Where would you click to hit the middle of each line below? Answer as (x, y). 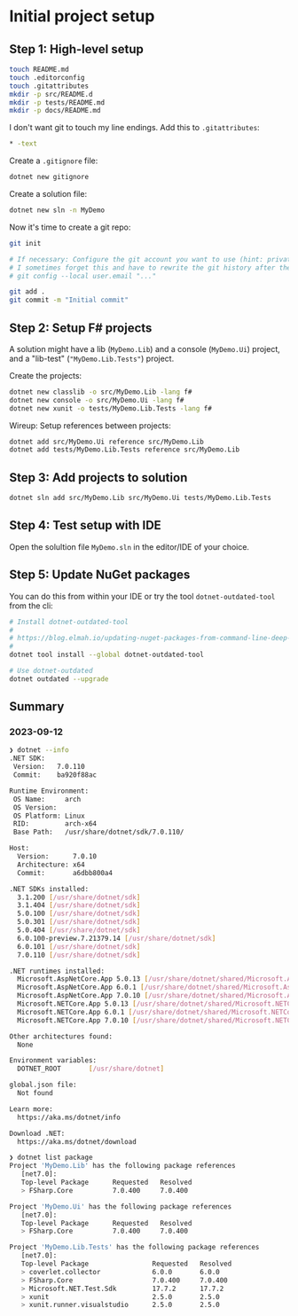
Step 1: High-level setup (77, 49)
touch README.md (39, 69)
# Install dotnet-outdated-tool (69, 622)
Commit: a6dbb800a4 (65, 873)
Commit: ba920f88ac (55, 775)
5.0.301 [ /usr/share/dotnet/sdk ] (79, 922)
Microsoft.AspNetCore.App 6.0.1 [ (81, 987)
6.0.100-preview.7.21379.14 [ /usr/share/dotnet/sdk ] (117, 938)
